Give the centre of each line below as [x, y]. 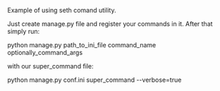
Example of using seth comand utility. [62, 10]
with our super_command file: [50, 66]
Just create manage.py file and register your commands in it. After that [110, 24]
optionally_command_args [45, 53]
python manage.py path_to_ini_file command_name [82, 45]
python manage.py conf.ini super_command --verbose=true [94, 80]
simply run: [24, 31]
